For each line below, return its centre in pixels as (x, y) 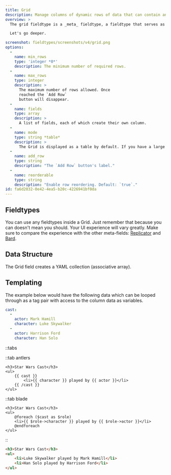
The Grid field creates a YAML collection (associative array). (68, 267)
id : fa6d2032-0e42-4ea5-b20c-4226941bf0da (51, 189)
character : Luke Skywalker (43, 324)
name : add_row (29, 156)
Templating (24, 283)
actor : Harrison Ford (37, 333)
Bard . (11, 238)
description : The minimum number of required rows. (70, 66)
